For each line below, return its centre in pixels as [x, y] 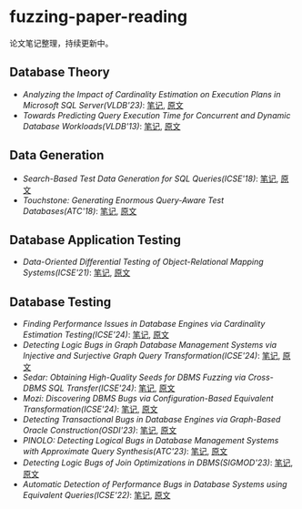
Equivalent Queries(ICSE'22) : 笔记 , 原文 [96, 495]
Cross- [261, 377]
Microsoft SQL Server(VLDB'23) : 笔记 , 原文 [103, 105]
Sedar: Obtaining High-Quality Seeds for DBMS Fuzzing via [134, 377]
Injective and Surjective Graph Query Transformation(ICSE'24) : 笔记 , [151, 356]
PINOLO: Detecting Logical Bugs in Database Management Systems [151, 441]
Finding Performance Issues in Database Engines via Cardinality [144, 324]
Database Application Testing [96, 240]
